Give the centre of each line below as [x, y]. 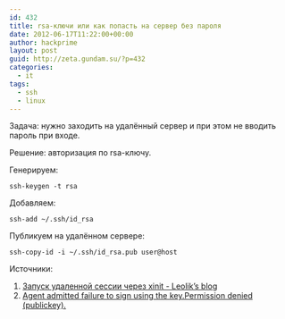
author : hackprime [43, 42]
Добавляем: [33, 203]
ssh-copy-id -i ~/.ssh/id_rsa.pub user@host [93, 252]
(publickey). [44, 306]
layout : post [34, 51]
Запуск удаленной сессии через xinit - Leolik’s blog [120, 286]
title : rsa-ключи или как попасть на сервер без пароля [115, 26]
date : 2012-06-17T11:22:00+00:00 [71, 34]
